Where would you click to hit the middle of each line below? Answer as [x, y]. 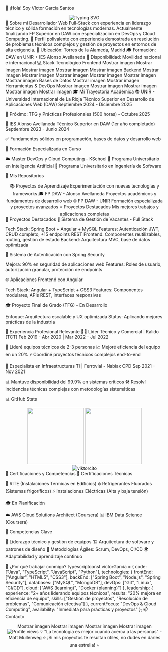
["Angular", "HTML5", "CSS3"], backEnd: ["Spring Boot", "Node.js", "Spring [83, 577]
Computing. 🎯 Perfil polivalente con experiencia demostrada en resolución [82, 39]
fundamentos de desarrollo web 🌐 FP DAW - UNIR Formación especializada [85, 201]
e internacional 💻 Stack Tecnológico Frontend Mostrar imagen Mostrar [79, 63]
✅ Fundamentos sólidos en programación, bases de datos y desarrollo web [83, 139]
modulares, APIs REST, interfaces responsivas [53, 295]
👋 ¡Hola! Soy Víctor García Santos [40, 8]
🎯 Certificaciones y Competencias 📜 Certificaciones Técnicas [69, 473]
